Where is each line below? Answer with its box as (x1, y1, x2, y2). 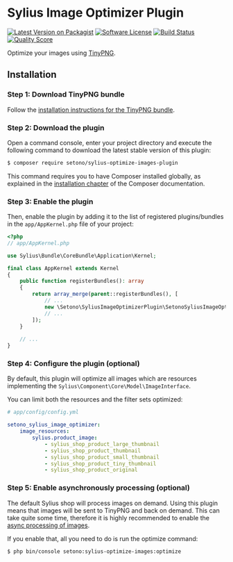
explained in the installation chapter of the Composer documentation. (7, 179, 205, 188)
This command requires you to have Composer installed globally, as (7, 172, 201, 180)
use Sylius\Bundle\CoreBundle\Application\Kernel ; (7, 252, 157, 259)
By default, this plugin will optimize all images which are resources (7, 374, 198, 383)
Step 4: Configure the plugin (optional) (7, 359, 140, 369)
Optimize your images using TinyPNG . (7, 49, 116, 57)
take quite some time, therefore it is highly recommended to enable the (7, 513, 210, 522)
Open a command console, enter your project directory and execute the (7, 138, 212, 147)
